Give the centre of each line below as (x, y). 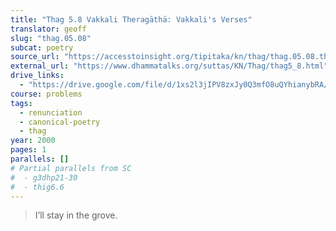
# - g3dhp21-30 (44, 177)
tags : (21, 103)
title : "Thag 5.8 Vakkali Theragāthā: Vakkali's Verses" (131, 19)
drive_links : (37, 76)
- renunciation (51, 112)
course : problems (46, 94)
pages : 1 (28, 150)
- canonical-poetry (60, 122)
